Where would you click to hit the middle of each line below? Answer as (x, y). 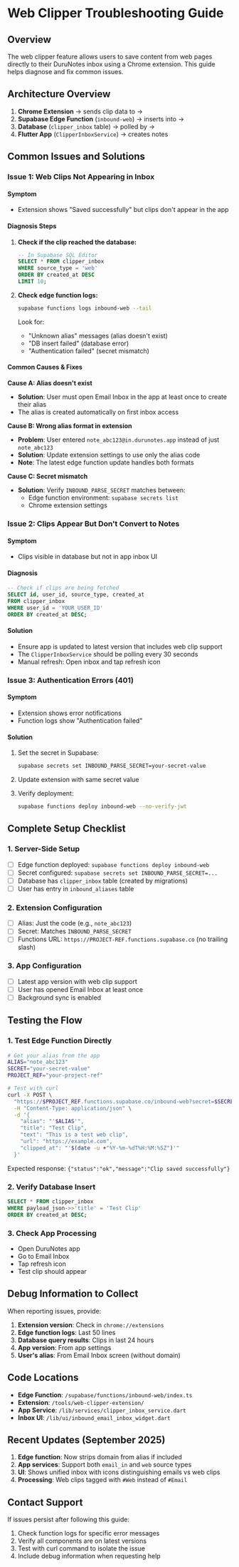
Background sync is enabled (59, 998)
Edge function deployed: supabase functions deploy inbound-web (113, 864)
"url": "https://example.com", (67, 1142)
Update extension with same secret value (78, 780)
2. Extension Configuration (55, 908)
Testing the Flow (45, 1021)
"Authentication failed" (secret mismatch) (89, 350)
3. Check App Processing (52, 1233)
